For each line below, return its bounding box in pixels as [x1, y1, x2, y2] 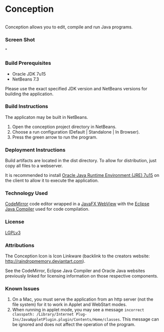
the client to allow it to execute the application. [5, 178, 99, 184]
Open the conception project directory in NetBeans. [12, 124, 117, 130]
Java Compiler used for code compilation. [5, 206, 90, 212]
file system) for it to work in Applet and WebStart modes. [12, 302, 127, 307]
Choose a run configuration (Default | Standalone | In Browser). [12, 129, 140, 135]
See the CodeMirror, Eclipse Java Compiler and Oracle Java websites [5, 268, 145, 274]
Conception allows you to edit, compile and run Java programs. [5, 24, 133, 30]
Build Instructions [5, 103, 48, 110]
